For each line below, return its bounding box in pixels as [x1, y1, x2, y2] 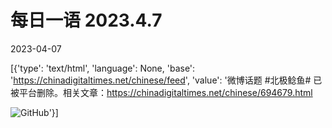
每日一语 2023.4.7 [10, 9, 163, 32]
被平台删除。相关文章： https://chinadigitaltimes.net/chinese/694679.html [10, 86, 313, 98]
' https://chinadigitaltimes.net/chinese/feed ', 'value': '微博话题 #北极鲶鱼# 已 [10, 74, 323, 86]
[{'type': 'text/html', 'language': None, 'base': [10, 62, 196, 74]
